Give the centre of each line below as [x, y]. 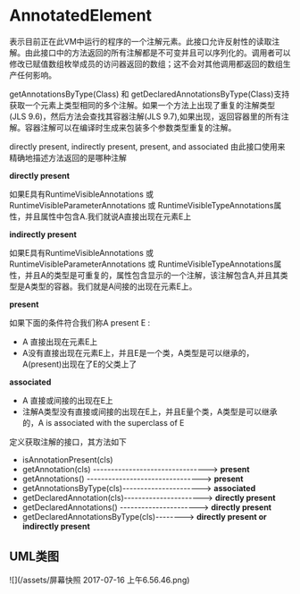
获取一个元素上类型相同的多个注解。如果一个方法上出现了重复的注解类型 [142, 105]
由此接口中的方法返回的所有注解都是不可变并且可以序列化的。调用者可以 [158, 52]
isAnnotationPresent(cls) [67, 459]
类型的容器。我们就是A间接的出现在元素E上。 [113, 286]
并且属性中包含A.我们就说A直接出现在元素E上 [108, 216]
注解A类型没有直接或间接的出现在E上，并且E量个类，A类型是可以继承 [150, 412]
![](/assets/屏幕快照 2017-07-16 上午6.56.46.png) [100, 580]
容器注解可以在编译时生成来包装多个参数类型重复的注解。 [130, 127]
